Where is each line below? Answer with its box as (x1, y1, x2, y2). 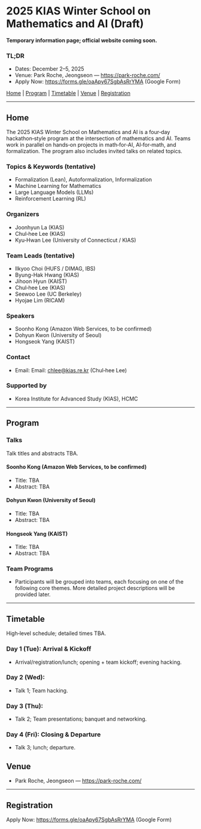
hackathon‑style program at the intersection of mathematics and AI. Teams (6, 135, 191, 142)
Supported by (6, 381, 47, 390)
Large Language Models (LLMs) (14, 189, 94, 196)
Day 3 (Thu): (6, 702, 44, 710)
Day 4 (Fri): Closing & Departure (6, 730, 101, 739)
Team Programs (6, 564, 54, 573)
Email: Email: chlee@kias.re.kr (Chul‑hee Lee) (14, 366, 127, 373)
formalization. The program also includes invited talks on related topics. (6, 148, 182, 155)
